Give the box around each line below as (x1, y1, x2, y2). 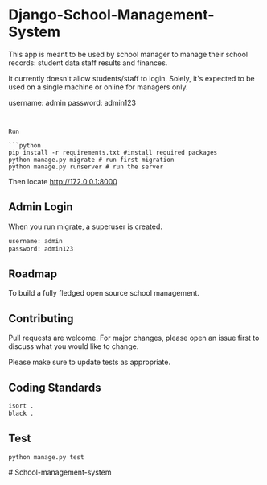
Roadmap (8, 267, 58, 280)
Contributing (8, 312, 74, 325)
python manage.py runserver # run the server (8, 163, 163, 171)
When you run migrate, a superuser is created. (8, 222, 162, 231)
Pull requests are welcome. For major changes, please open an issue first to (8, 333, 260, 343)
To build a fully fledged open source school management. (8, 288, 199, 298)
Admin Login (8, 200, 74, 214)
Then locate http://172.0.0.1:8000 (8, 176, 118, 186)
